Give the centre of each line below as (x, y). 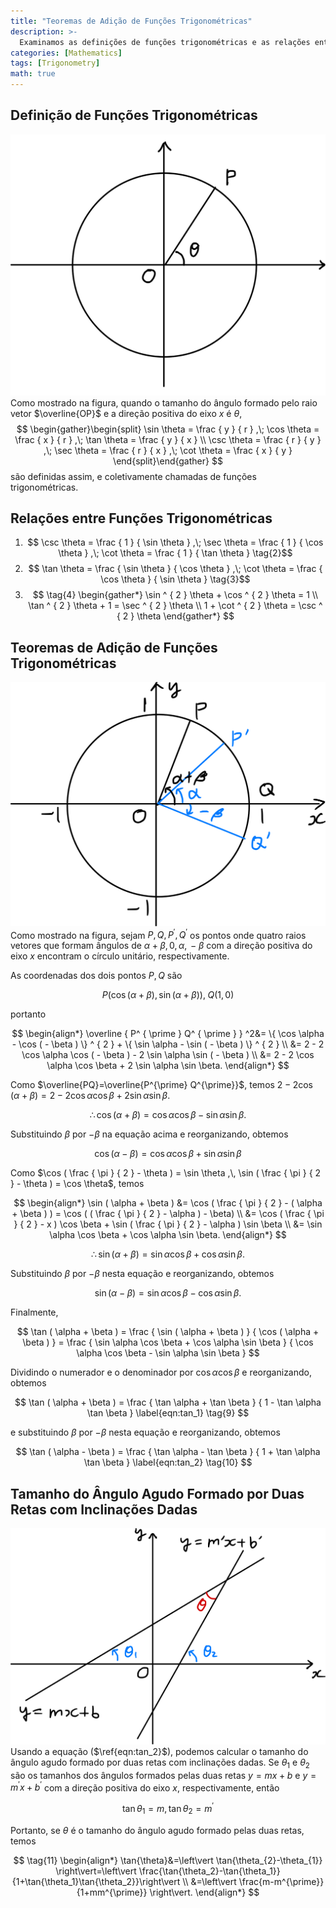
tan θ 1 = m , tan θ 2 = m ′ (168, 1809)
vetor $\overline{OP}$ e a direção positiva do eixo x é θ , (126, 413)
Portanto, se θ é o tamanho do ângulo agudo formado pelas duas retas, (157, 1830)
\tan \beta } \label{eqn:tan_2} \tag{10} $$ (168, 1462)
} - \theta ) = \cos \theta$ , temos (77, 1184)
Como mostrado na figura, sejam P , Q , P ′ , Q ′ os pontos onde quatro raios (158, 934)
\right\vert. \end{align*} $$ (204, 1892)
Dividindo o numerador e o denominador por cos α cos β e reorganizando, (161, 1372)
